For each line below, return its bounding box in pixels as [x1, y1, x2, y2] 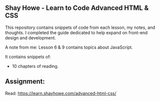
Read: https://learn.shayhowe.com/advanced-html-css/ [5, 90, 117, 96]
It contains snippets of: [5, 54, 51, 60]
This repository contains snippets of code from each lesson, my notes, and [5, 24, 156, 30]
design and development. [5, 35, 56, 40]
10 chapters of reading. [12, 63, 59, 69]
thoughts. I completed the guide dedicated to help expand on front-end [5, 29, 148, 36]
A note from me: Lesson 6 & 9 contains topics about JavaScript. [5, 44, 133, 50]
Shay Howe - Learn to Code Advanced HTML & [5, 4, 149, 12]
